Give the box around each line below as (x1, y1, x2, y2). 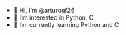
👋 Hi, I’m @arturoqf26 (13, 7, 75, 14)
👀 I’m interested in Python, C (13, 13, 94, 22)
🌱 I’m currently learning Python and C (13, 21, 119, 28)
